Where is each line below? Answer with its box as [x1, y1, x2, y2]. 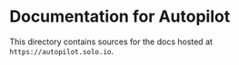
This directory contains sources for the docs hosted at [9, 36, 214, 47]
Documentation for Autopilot [9, 6, 231, 27]
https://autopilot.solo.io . [9, 45, 115, 56]
